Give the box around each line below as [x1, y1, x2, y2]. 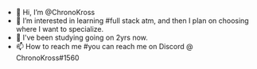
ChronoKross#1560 [15, 53, 80, 63]
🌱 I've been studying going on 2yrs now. [15, 33, 149, 42]
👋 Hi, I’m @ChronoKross [15, 8, 95, 17]
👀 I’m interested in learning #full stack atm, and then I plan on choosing [15, 16, 249, 25]
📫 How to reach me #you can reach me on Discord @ [15, 42, 193, 51]
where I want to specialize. [15, 25, 104, 33]
